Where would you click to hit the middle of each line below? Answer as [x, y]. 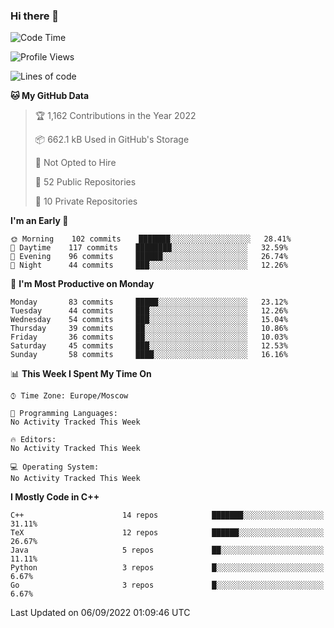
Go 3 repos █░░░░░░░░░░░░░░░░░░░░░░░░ [167, 585]
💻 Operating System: [55, 467]
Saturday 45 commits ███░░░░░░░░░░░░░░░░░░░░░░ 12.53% [149, 346]
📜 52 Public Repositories [85, 182]
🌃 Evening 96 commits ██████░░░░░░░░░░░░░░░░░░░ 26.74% [149, 257]
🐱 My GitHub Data [50, 96]
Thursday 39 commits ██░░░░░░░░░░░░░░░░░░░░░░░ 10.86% [149, 329]
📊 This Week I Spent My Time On [81, 374]
